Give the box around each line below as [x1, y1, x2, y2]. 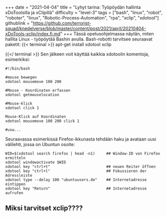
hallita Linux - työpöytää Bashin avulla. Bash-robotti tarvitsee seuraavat [5, 36, 153, 42]
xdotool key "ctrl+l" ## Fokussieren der [5, 168, 147, 173]
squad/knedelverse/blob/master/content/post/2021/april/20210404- [5, 25, 146, 31]
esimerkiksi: [5, 56, 30, 62]
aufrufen [5, 190, 24, 195]
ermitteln [5, 155, 26, 160]
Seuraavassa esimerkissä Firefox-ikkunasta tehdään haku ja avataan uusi [5, 136, 156, 142]
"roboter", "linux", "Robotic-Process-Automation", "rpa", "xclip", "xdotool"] [5, 15, 159, 20]
